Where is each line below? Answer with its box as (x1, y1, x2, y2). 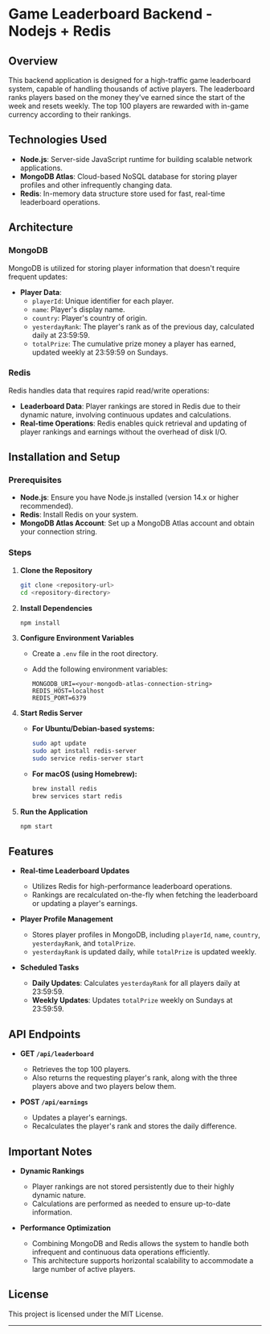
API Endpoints (8, 1027, 81, 1041)
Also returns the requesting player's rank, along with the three (31, 1073, 238, 1083)
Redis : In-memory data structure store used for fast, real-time (19, 189, 226, 198)
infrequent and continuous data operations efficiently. (31, 1247, 211, 1257)
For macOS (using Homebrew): (31, 769, 138, 779)
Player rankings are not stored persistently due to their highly (31, 1182, 235, 1191)
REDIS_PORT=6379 (31, 694, 87, 702)
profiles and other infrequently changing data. (19, 180, 173, 189)
